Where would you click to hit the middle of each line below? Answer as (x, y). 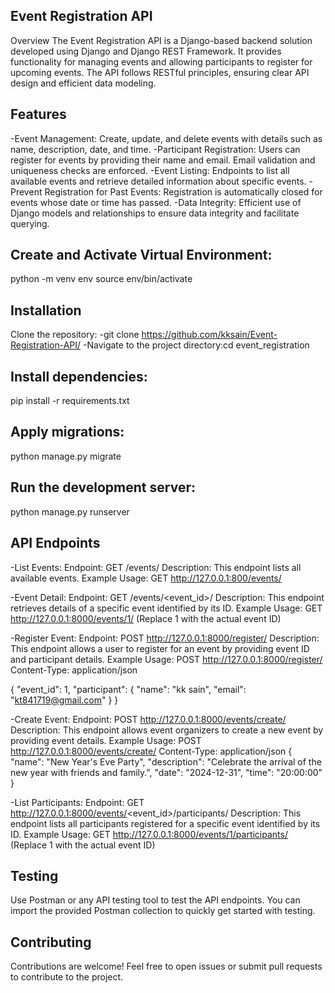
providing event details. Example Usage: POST (106, 740)
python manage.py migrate (66, 456)
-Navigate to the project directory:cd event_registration (196, 345)
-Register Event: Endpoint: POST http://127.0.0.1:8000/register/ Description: (165, 638)
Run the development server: (103, 487)
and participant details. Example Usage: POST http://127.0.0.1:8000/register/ (166, 659)
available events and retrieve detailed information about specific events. (158, 181)
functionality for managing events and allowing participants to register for (161, 61)
